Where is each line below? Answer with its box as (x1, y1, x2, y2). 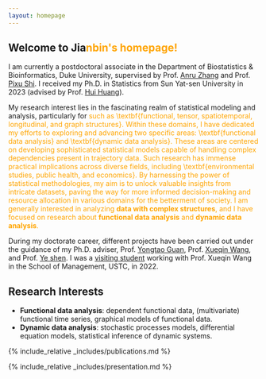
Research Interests (8, 284, 104, 298)
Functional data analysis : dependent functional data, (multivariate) (19, 306, 240, 315)
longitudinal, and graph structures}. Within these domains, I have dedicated (8, 120, 255, 130)
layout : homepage (8, 11, 66, 20)
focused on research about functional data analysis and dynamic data (8, 212, 242, 222)
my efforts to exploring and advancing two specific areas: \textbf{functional (8, 128, 256, 137)
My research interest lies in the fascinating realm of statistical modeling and (8, 102, 256, 112)
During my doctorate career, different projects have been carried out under (8, 236, 254, 246)
